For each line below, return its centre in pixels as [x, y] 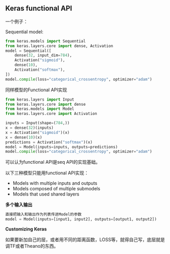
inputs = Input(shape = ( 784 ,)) [38, 123]
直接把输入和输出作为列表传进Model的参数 [44, 214]
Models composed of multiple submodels [57, 189]
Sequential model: [24, 32]
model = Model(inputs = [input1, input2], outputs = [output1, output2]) [81, 219]
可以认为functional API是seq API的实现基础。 [53, 162]
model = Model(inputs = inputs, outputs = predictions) [61, 147]
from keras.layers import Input [40, 100]
